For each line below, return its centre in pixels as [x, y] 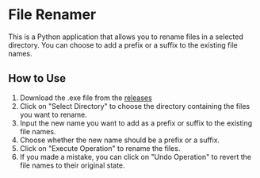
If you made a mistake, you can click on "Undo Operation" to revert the [136, 157]
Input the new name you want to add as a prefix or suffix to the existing [136, 123]
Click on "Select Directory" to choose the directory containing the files [135, 106]
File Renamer [52, 15]
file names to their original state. [72, 165]
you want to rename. [53, 114]
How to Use [37, 78]
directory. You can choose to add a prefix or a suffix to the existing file [123, 44]
